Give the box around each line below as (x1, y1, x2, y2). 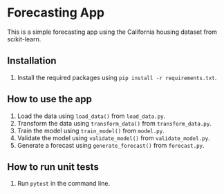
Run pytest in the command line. (17, 180, 111, 188)
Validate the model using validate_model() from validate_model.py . (17, 133, 210, 142)
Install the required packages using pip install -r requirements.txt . (17, 73, 217, 81)
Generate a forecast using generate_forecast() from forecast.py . (17, 141, 205, 149)
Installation (7, 55, 57, 67)
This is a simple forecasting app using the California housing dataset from (7, 28, 218, 36)
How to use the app (7, 93, 92, 105)
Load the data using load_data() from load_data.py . (17, 112, 166, 120)
